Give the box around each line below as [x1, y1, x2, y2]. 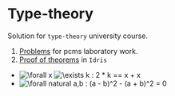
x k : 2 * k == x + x [48, 70, 141, 79]
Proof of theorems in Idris [18, 55, 107, 64]
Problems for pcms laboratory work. [18, 46, 138, 56]
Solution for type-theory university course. [7, 31, 149, 40]
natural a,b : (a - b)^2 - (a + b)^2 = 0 [48, 79, 167, 88]
